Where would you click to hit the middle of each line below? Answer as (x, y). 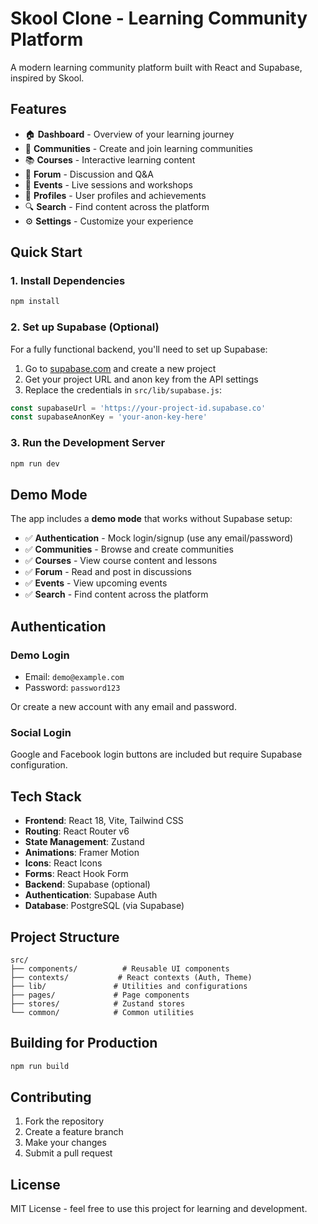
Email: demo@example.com (74, 677)
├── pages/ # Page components (100, 995)
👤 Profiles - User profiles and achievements (115, 195)
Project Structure (65, 937)
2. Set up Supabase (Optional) (85, 327)
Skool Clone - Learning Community (159, 18)
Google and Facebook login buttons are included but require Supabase (156, 754)
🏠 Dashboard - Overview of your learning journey (129, 134)
